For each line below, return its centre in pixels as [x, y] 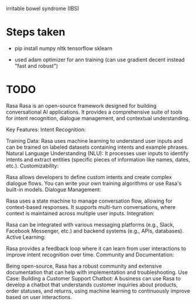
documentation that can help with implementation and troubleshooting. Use [97, 272]
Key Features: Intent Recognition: [46, 129]
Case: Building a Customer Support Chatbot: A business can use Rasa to [94, 278]
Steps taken [36, 32]
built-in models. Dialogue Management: [54, 189]
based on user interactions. [39, 297]
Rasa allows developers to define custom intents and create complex [89, 177]
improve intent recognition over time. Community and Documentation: [90, 255]
